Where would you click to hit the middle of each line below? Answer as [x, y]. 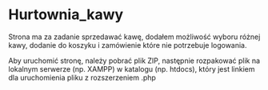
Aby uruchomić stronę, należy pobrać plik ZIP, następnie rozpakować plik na [134, 61]
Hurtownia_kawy [66, 15]
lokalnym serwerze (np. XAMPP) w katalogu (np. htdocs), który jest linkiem [132, 68]
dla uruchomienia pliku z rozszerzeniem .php [82, 77]
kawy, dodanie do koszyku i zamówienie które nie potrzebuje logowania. [128, 45]
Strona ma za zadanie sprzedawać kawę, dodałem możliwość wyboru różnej [134, 37]
